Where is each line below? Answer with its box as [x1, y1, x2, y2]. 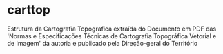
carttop [7, 2, 50, 18]
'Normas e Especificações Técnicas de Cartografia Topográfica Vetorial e [7, 31, 217, 40]
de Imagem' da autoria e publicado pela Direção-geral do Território [7, 39, 198, 47]
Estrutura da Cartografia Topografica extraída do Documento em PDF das [7, 25, 217, 33]
